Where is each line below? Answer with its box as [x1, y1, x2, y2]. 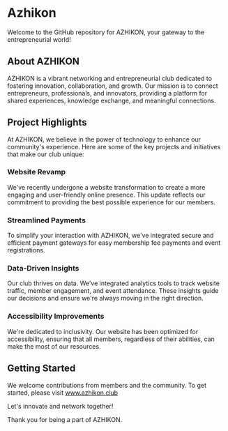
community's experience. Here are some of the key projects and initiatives [7, 142, 221, 151]
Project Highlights [7, 116, 87, 128]
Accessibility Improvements [7, 312, 105, 322]
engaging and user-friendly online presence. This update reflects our [7, 190, 206, 199]
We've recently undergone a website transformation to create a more [7, 183, 206, 191]
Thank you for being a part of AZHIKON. [7, 415, 123, 423]
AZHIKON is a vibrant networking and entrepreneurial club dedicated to [7, 74, 213, 82]
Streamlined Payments [7, 215, 86, 225]
